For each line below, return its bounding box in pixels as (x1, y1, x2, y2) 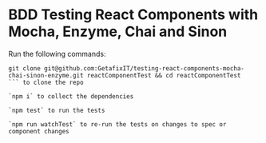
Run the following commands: (8, 49, 106, 58)
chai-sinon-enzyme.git (8, 71, 84, 79)
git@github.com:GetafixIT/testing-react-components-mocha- (43, 64, 245, 73)
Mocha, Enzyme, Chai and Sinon (8, 22, 228, 41)
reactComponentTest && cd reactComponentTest (86, 71, 241, 79)
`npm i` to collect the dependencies (8, 92, 134, 101)
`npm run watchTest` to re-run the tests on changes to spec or (8, 120, 227, 129)
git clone (8, 64, 42, 73)
